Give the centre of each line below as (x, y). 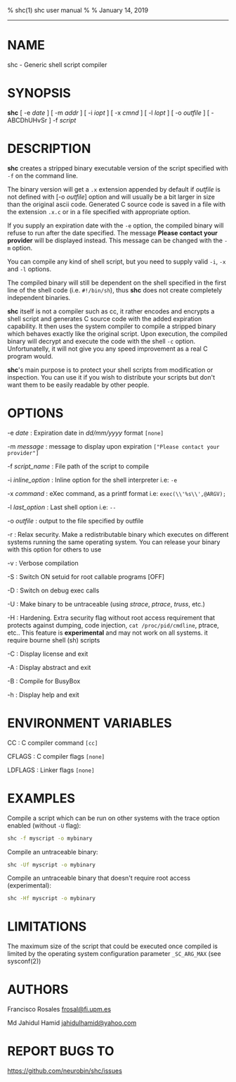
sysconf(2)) (24, 962)
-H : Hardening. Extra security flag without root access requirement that (111, 617)
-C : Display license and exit (48, 654)
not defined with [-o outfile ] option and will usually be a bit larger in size (111, 197)
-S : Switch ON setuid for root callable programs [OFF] (86, 576)
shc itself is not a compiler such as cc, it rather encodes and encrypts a (111, 311)
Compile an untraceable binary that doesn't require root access (99, 878)
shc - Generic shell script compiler (57, 64)
